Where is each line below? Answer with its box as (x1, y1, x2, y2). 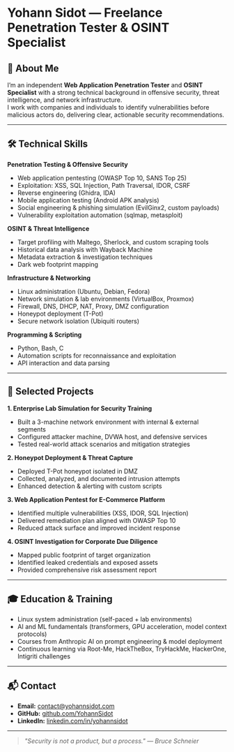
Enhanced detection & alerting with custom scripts (17, 482, 162, 490)
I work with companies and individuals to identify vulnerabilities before (7, 103, 210, 111)
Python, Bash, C (17, 344, 64, 352)
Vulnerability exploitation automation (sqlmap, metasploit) (17, 211, 183, 219)
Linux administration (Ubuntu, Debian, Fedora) (17, 287, 150, 295)
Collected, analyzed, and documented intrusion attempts (17, 474, 180, 482)
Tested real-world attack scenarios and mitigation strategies (17, 440, 190, 448)
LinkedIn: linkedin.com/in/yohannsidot (17, 717, 128, 725)
